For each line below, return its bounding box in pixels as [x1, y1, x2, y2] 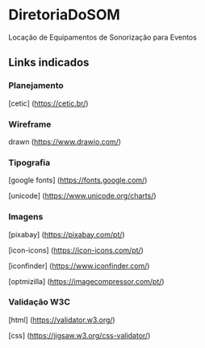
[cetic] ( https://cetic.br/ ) [8, 99, 89, 108]
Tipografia [8, 157, 51, 168]
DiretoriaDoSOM [8, 6, 121, 24]
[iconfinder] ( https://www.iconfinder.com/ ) [8, 261, 150, 270]
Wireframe [8, 119, 52, 130]
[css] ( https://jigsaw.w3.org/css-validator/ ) [8, 330, 151, 340]
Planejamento [8, 80, 65, 91]
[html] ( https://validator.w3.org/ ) [8, 315, 115, 325]
